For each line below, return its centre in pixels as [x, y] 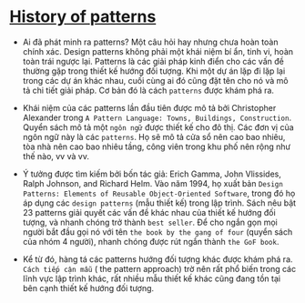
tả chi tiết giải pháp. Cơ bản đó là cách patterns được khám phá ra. [148, 90]
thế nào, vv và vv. [56, 156]
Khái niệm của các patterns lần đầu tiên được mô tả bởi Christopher [149, 107]
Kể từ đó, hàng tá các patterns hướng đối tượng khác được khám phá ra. [158, 259]
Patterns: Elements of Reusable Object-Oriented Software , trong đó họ [159, 193]
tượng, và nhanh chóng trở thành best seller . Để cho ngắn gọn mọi [150, 222]
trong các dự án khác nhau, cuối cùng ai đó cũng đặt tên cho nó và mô [155, 80]
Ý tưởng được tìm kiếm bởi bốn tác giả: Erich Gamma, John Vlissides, [152, 174]
